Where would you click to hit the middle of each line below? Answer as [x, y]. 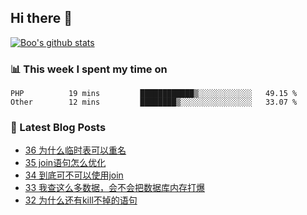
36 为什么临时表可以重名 [75, 150]
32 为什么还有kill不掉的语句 [81, 200]
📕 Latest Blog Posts [58, 128]
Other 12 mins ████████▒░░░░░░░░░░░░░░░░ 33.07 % [154, 102]
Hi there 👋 [41, 18]
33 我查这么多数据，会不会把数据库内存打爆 [115, 188]
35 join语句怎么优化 [65, 163]
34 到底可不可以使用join [74, 175]
